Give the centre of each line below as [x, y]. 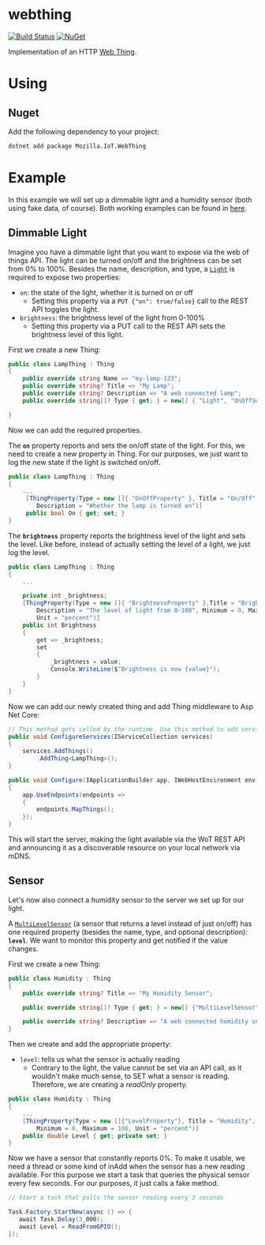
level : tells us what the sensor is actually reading [99, 1059]
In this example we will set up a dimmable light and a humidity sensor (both [130, 200]
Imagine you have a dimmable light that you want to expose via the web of [129, 252]
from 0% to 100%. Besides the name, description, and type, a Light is [121, 268]
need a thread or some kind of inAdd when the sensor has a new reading [127, 1167]
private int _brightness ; [65, 596]
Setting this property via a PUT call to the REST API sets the [129, 326]
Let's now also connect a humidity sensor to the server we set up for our [126, 900]
